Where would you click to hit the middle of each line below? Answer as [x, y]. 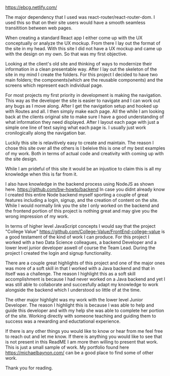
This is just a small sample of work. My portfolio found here [67, 347]
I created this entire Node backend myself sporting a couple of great [77, 195]
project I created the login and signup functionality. [59, 253]
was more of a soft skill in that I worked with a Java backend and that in [80, 268]
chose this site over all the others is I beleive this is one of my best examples [85, 148]
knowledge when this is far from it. [41, 174]
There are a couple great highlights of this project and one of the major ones [85, 263]
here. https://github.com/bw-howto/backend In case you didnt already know [85, 189]
